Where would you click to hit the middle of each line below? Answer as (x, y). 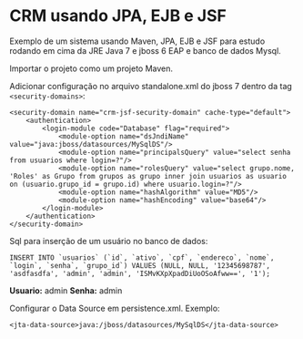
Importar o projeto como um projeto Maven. (91, 68)
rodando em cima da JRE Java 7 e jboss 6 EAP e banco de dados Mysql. (146, 50)
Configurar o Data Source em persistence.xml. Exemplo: (115, 308)
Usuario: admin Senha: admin (66, 290)
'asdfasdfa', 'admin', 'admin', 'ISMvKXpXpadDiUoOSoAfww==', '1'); (140, 273)
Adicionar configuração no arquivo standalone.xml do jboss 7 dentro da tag (151, 86)
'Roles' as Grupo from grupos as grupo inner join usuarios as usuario (148, 176)
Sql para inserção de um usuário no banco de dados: (109, 241)
